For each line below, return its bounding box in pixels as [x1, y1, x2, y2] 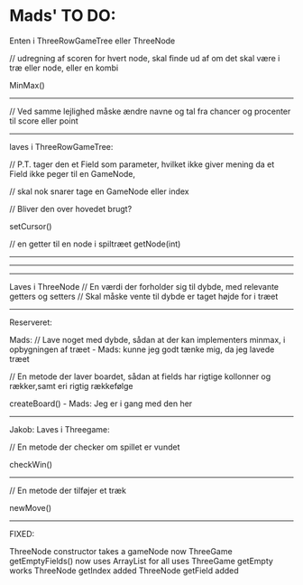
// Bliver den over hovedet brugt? [9, 203, 133, 214]
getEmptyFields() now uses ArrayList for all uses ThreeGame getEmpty [9, 555, 273, 566]
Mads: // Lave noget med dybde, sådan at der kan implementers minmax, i [9, 334, 286, 345]
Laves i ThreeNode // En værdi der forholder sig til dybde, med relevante [9, 281, 280, 292]
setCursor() [9, 220, 52, 231]
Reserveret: [9, 317, 52, 328]
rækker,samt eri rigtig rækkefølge [9, 380, 133, 391]
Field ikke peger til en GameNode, [9, 168, 136, 179]
